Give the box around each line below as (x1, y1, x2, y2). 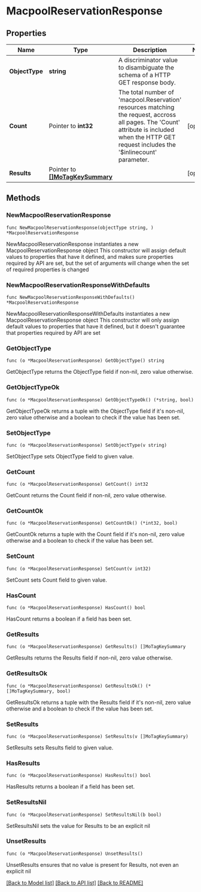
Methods (6, 193, 41, 203)
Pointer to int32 (48, 122, 93, 130)
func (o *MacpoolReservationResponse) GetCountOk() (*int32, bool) (6, 520, 178, 527)
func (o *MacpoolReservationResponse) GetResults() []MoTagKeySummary (6, 644, 186, 650)
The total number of (118, 88, 175, 96)
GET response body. (118, 78, 176, 86)
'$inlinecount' (118, 148, 157, 156)
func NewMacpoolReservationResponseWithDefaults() (6, 294, 135, 300)
